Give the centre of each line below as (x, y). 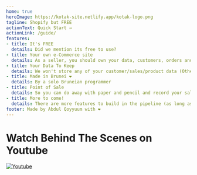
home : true (19, 11)
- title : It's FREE (30, 44)
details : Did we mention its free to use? (64, 50)
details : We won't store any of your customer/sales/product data (94, 71)
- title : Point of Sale (35, 87)
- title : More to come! (35, 98)
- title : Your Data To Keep (40, 66)
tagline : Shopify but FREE (39, 22)
